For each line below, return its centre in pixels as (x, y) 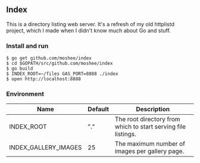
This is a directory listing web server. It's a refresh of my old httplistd (90, 24)
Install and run (27, 46)
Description (153, 109)
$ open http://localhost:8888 (44, 79)
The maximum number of (150, 144)
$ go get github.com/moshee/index (49, 58)
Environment (25, 94)
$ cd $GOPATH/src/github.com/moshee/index (60, 64)
